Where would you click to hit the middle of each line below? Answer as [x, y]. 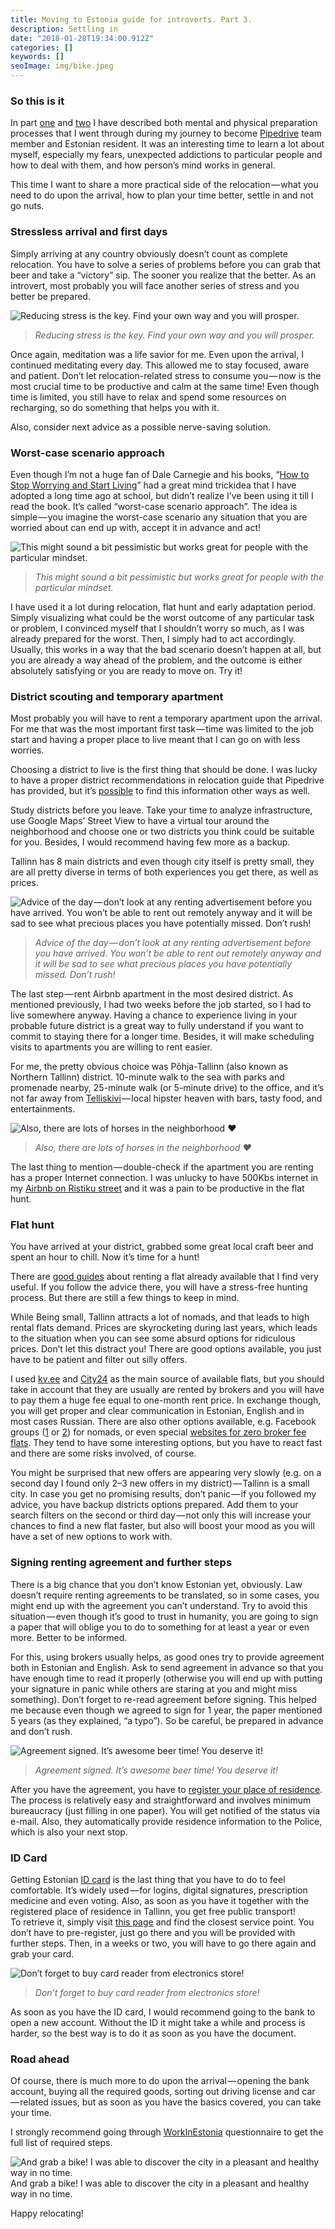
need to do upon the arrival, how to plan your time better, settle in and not [162, 195]
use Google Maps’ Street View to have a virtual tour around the [140, 821]
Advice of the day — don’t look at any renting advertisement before [173, 943]
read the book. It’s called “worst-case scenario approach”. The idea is [154, 506]
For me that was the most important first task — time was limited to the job [162, 729]
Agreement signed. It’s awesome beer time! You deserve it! [156, 1770]
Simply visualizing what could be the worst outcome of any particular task [162, 617]
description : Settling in [64, 29]
